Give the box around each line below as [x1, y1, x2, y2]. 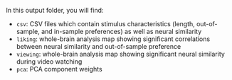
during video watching [16, 57, 83, 66]
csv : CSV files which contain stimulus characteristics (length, [16, 20, 196, 28]
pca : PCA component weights [16, 65, 103, 73]
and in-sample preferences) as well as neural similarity [41, 28, 202, 35]
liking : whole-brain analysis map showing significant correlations [16, 35, 211, 43]
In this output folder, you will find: [6, 6, 104, 14]
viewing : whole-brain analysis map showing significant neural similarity [16, 50, 225, 58]
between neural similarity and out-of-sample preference [16, 42, 181, 50]
